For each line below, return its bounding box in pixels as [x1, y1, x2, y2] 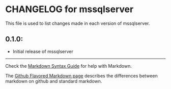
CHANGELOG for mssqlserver [5, 4, 134, 15]
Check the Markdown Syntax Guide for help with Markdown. [5, 63, 132, 69]
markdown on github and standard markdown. [5, 78, 102, 84]
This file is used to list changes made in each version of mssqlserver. [5, 20, 150, 26]
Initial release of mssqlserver [12, 48, 74, 54]
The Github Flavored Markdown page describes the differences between [5, 72, 158, 79]
